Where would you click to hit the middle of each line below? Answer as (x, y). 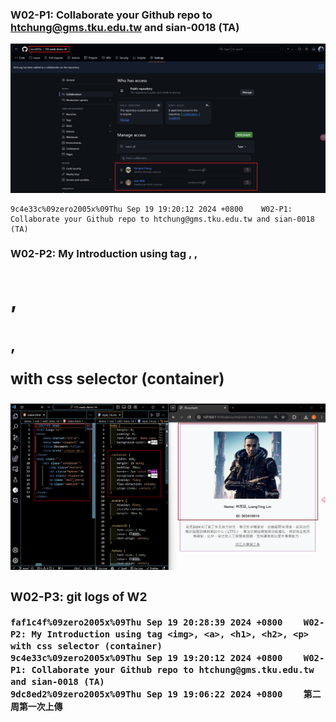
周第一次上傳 (36, 707)
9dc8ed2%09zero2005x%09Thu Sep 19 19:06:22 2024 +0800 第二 (166, 694)
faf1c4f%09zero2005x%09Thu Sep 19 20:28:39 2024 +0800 (146, 622)
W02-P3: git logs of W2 (79, 596)
